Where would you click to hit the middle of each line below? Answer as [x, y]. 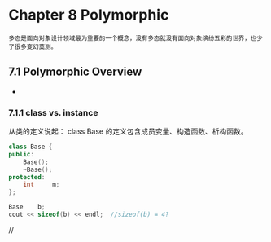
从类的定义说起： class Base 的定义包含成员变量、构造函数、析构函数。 [128, 131]
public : [22, 154]
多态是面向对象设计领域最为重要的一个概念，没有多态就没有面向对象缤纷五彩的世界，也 [133, 38]
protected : [27, 177]
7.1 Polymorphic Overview [75, 72]
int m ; [42, 185]
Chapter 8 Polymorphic [89, 15]
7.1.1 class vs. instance [53, 112]
